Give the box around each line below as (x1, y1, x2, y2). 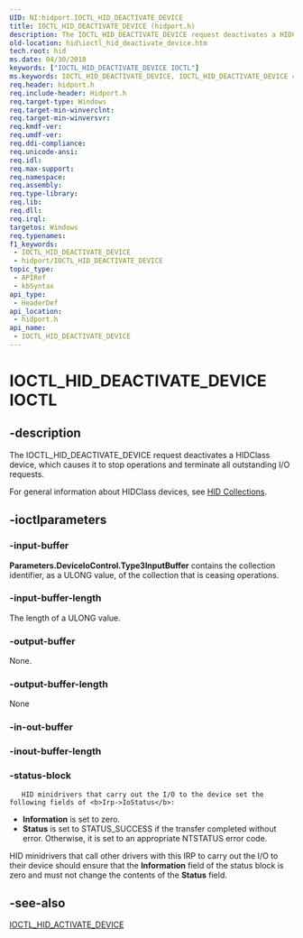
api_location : (9, 307, 63, 316)
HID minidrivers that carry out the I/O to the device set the (21, 790, 264, 799)
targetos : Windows (9, 223, 78, 232)
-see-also (9, 895, 66, 911)
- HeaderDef (13, 299, 59, 308)
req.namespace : (9, 172, 67, 181)
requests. (9, 468, 45, 479)
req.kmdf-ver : (9, 123, 63, 132)
